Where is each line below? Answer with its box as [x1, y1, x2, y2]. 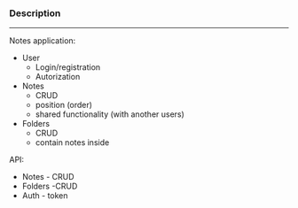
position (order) [35, 100, 93, 111]
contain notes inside [35, 137, 110, 148]
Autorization [35, 72, 81, 82]
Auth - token [21, 190, 68, 201]
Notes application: [9, 35, 76, 46]
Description [9, 7, 61, 19]
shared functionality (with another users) [35, 109, 184, 119]
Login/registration [35, 62, 101, 73]
